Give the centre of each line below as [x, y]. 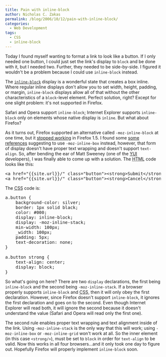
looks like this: [20, 164]
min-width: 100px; [38, 227]
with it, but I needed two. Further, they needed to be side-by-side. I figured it [83, 67]
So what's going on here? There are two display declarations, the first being [83, 282]
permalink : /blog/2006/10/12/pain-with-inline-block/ [62, 19]
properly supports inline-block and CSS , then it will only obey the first [77, 292]
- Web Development [29, 28]
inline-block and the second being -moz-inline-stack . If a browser [74, 286]
